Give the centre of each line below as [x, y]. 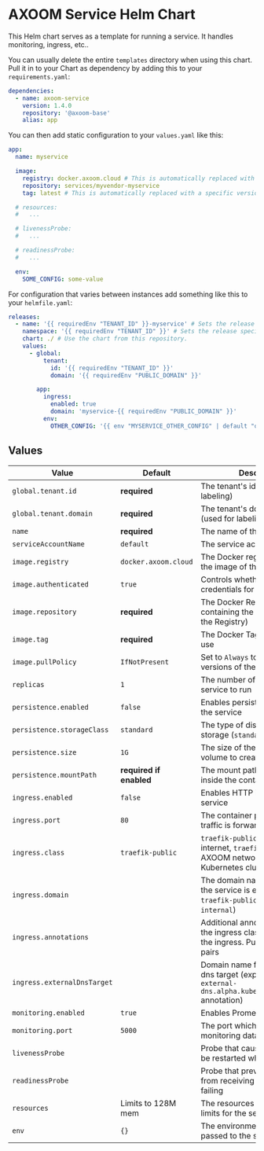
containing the [227, 612]
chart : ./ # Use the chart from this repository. [105, 339]
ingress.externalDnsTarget [62, 982]
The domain [222, 880]
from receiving [227, 1080]
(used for [217, 518]
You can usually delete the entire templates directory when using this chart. [130, 60]
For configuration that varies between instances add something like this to [128, 294]
